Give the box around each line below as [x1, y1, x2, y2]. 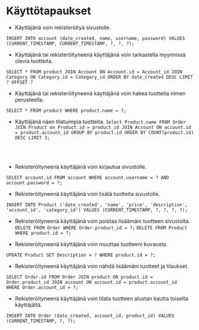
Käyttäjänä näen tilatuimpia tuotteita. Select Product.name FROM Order [14, 118, 186, 125]
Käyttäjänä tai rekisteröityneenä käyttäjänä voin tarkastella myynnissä [14, 51, 186, 58]
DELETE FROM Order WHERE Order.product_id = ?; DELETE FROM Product [14, 225, 188, 231]
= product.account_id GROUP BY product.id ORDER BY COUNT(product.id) [14, 129, 194, 135]
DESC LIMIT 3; [14, 135, 50, 141]
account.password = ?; [6, 180, 63, 186]
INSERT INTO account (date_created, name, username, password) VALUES [6, 35, 185, 41]
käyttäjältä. [14, 301, 42, 308]
